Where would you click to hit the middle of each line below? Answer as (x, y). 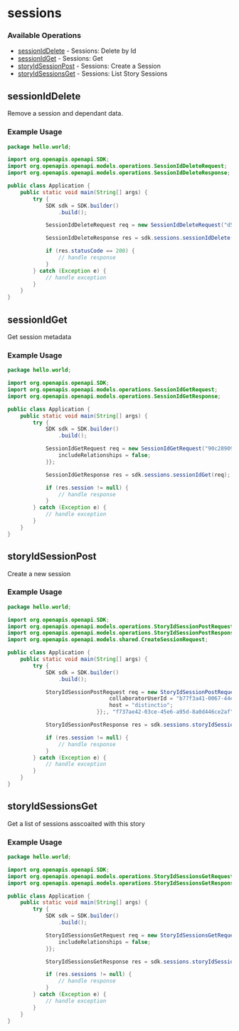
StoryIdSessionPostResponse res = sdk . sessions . (119, 725)
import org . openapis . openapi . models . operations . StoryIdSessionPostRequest (121, 626)
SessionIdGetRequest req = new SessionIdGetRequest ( (125, 449)
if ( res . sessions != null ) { (89, 975)
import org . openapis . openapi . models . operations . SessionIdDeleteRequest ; (117, 166)
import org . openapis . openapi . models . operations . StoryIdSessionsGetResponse (122, 883)
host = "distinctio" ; (141, 705)
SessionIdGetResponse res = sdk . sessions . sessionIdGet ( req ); (138, 475)
